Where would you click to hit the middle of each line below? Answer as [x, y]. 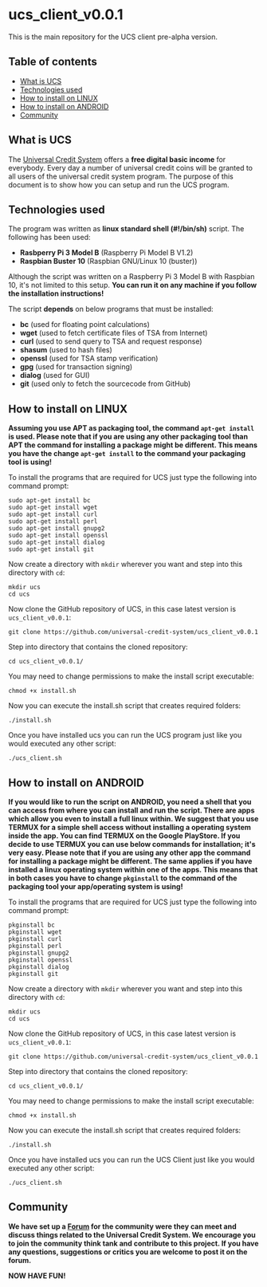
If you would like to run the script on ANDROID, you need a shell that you [130, 802]
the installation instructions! [56, 293]
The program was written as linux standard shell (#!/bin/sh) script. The [126, 229]
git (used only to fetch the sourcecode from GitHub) [105, 384]
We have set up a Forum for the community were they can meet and [122, 1226]
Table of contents [53, 62]
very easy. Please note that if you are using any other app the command [130, 852]
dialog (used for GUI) [55, 376]
